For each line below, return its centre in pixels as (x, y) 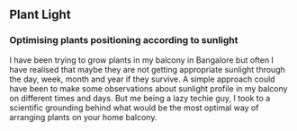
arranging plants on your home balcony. (83, 117)
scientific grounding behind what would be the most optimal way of (134, 108)
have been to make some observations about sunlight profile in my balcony (148, 88)
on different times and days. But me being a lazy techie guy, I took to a (140, 98)
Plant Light (40, 15)
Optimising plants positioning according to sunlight (124, 40)
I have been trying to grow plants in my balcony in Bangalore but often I (142, 60)
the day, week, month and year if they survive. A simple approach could (143, 79)
